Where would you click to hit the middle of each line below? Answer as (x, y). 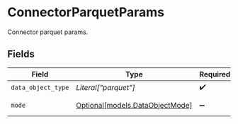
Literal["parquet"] (106, 88)
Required (215, 74)
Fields (21, 54)
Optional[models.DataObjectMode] (134, 105)
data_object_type (40, 88)
